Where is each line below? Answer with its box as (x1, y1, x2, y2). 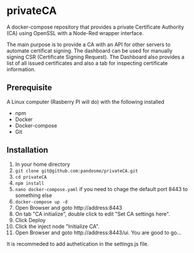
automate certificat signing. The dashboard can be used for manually (6, 47, 173, 54)
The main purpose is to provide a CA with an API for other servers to (6, 41, 171, 48)
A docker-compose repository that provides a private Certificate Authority (6, 23, 184, 30)
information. (6, 65, 36, 72)
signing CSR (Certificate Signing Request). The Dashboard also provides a (6, 53, 185, 60)
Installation (6, 145, 48, 155)
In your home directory (15, 161, 70, 168)
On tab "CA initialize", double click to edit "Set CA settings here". (15, 210, 171, 217)
